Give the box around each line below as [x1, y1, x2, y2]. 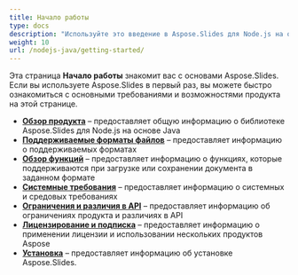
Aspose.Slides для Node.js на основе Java [21, 125, 181, 136]
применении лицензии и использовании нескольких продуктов [21, 229, 263, 240]
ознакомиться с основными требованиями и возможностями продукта [9, 90, 281, 100]
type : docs [9, 21, 50, 30]
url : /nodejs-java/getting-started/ [9, 46, 145, 55]
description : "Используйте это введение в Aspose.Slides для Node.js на [9, 29, 284, 38]
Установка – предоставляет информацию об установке [21, 247, 233, 258]
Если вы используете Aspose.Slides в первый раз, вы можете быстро [9, 80, 272, 90]
